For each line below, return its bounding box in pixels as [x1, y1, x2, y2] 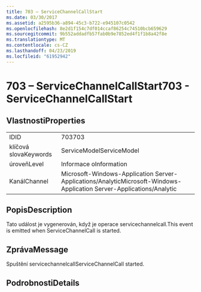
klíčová [9, 142, 29, 150]
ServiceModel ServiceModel [60, 146, 139, 155]
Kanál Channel [9, 177, 49, 185]
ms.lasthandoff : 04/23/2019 [6, 48, 77, 54]
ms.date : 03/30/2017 [6, 14, 58, 20]
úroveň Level [9, 159, 44, 168]
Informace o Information [60, 159, 127, 168]
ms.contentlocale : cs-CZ [6, 43, 68, 49]
